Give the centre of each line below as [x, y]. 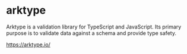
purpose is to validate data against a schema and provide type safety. [91, 33]
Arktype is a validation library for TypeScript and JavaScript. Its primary [94, 27]
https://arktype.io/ [28, 45]
